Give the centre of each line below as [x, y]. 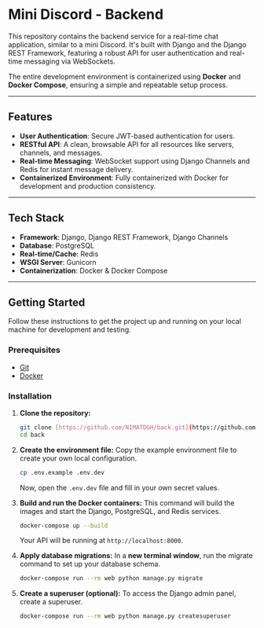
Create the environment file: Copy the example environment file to [128, 450]
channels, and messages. [61, 152]
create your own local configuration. [78, 458]
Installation [30, 396]
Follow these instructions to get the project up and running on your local [125, 321]
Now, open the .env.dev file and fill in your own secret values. [119, 487]
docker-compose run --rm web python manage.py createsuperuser [125, 616]
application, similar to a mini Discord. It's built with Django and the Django [127, 44]
